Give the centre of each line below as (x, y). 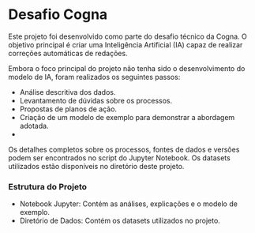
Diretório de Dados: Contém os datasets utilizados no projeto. (120, 221)
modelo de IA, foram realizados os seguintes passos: (94, 77)
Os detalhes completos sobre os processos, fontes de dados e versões (124, 149)
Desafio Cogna (58, 15)
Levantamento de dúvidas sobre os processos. (96, 100)
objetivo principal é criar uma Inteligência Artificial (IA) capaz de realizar (126, 44)
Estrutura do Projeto (48, 186)
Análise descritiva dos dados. (67, 92)
